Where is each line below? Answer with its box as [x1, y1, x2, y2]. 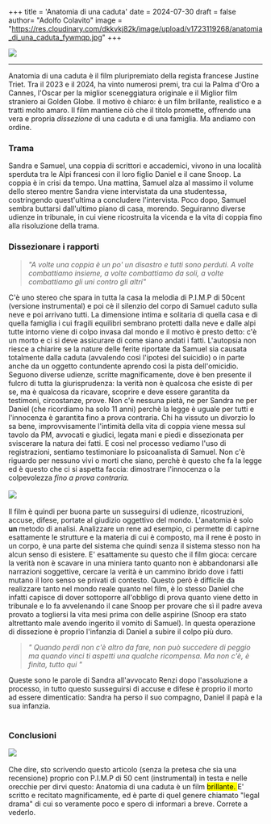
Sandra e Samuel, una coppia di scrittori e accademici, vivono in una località [8, 161, 262, 170]
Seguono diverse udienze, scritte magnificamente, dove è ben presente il [8, 369, 252, 379]
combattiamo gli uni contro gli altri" [27, 276, 147, 286]
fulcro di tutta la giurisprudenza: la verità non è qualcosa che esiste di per [8, 378, 253, 388]
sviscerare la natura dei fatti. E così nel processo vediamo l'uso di [8, 438, 227, 448]
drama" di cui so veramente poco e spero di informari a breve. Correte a [8, 799, 248, 809]
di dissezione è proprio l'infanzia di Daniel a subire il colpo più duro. [8, 626, 234, 637]
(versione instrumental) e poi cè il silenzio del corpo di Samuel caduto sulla [8, 301, 258, 310]
